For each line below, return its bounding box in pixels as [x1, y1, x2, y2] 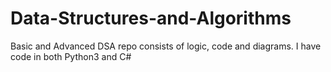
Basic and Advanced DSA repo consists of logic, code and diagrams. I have [10, 40, 322, 52]
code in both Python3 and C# [10, 50, 132, 62]
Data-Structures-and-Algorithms [10, 7, 292, 30]
